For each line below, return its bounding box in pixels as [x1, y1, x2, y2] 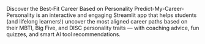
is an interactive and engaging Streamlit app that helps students [35, 11, 197, 19]
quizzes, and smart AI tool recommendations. [6, 31, 121, 38]
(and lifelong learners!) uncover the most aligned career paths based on [6, 18, 188, 25]
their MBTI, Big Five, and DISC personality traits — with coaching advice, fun [6, 24, 199, 31]
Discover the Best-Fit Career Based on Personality [6, 5, 133, 12]
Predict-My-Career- [134, 5, 185, 12]
